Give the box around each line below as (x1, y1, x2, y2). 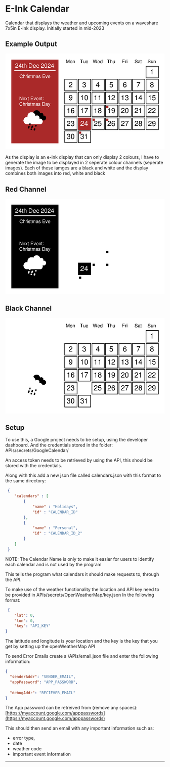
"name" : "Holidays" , (32, 504, 78, 509)
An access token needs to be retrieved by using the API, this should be (5, 457, 153, 463)
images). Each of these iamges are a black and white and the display (5, 165, 148, 171)
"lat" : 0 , (14, 613, 35, 618)
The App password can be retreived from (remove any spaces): (5, 705, 138, 711)
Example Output (5, 40, 57, 49)
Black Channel (5, 304, 52, 312)
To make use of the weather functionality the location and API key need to (5, 586, 159, 592)
